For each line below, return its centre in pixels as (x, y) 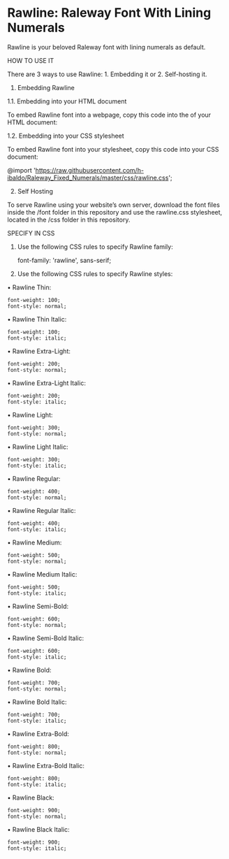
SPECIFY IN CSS (31, 233)
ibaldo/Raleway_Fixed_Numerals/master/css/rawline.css (88, 178)
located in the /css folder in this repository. (69, 219)
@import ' (22, 170)
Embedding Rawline (46, 87)
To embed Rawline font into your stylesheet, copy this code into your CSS (113, 149)
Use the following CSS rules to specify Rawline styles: (95, 273)
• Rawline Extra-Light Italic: (46, 383)
